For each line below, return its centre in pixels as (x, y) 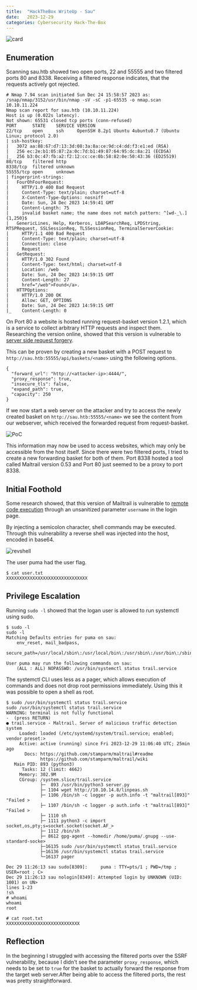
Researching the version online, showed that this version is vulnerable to (94, 334)
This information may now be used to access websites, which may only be (96, 446)
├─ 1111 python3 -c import (73, 821)
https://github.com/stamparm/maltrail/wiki (94, 759)
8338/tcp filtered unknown (40, 167)
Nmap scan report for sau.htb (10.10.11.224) (62, 110)
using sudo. (20, 617)
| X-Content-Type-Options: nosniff (55, 198)
